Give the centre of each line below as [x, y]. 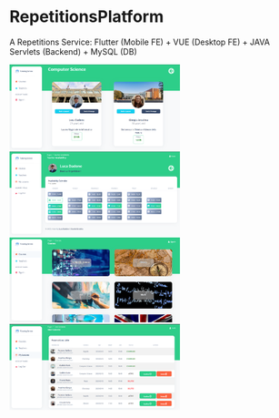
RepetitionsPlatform [87, 17]
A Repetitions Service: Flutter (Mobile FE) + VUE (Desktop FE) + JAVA [140, 42]
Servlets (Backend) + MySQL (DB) [74, 51]
